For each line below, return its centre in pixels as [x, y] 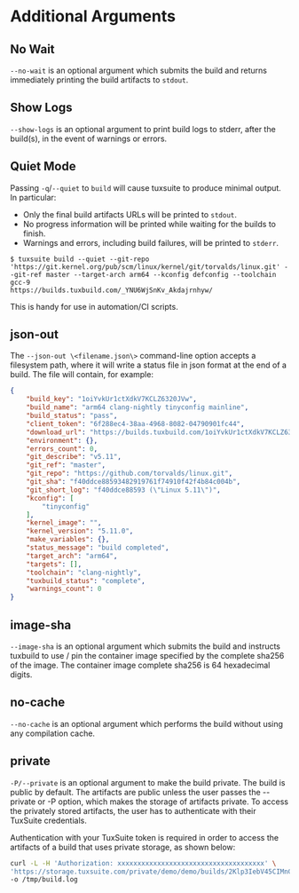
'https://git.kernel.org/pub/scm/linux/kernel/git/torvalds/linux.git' [145, 267]
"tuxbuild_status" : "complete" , [86, 581]
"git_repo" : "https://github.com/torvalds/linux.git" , [130, 474]
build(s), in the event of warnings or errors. [89, 138]
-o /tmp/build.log [44, 880]
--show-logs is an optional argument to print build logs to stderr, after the [143, 129]
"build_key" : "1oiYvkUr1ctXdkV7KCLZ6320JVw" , [112, 399]
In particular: [33, 197]
